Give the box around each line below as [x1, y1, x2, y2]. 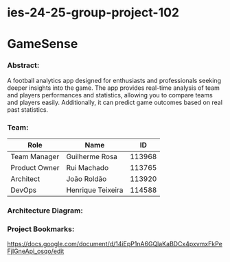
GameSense [7, 36, 78, 52]
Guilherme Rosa [66, 152, 118, 161]
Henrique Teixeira [66, 185, 124, 195]
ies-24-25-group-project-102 [7, 5, 180, 21]
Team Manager [10, 152, 60, 161]
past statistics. [7, 105, 49, 114]
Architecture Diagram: [7, 206, 84, 215]
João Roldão [66, 174, 107, 183]
